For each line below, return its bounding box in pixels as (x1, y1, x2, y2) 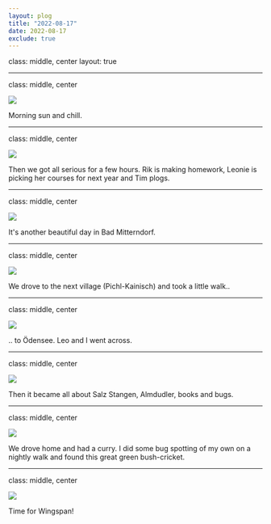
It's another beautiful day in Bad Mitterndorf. (8, 227, 156, 237)
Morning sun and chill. (8, 111, 82, 120)
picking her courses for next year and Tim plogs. (8, 173, 170, 183)
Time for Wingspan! (8, 506, 74, 516)
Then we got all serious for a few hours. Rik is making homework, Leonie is (8, 165, 257, 175)
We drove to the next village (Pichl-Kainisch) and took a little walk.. (8, 281, 231, 291)
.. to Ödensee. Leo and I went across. (8, 336, 133, 345)
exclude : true (8, 34, 56, 43)
